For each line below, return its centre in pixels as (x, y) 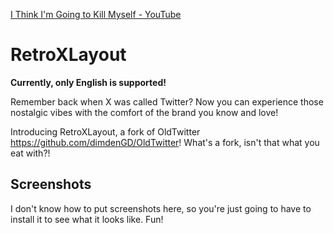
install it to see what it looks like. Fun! (87, 219)
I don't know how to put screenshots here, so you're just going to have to (161, 208)
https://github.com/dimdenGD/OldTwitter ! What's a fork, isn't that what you (165, 142)
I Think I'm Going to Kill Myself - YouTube (96, 14)
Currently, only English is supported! (88, 82)
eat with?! (30, 153)
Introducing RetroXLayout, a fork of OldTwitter (105, 131)
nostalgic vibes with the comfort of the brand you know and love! (144, 112)
